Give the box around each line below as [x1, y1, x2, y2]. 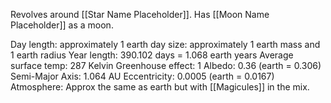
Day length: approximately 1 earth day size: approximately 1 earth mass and [10, 39, 321, 50]
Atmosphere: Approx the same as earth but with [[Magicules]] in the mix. [10, 81, 310, 93]
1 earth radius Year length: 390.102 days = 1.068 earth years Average [10, 49, 294, 61]
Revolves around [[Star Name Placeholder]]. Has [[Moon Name [10, 9, 270, 20]
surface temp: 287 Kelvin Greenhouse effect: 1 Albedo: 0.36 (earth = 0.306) [10, 60, 322, 71]
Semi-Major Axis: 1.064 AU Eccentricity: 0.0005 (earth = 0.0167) [10, 70, 275, 82]
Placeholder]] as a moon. [10, 19, 114, 31]
